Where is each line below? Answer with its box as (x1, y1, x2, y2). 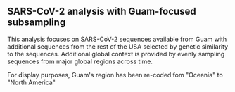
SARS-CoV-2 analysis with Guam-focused (7, 6, 196, 17)
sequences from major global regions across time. (7, 57, 153, 66)
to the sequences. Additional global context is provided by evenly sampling (7, 49, 225, 58)
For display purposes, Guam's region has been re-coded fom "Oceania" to (7, 70, 223, 79)
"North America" (7, 78, 56, 86)
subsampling (7, 17, 66, 29)
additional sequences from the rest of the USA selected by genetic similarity (7, 42, 229, 51)
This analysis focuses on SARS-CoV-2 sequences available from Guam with (7, 35, 227, 43)
